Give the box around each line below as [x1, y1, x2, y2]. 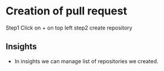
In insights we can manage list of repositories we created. [14, 57, 159, 64]
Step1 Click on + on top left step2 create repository [5, 24, 133, 31]
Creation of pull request [5, 4, 128, 18]
